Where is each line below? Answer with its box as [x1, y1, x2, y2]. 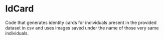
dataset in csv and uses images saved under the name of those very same [5, 24, 159, 30]
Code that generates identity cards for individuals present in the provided [5, 19, 157, 25]
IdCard [5, 3, 34, 14]
